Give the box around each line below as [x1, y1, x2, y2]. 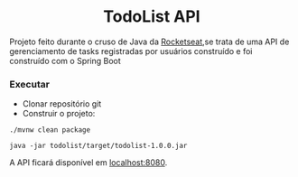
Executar [9, 78, 50, 90]
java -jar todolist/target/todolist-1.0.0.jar [9, 142, 188, 151]
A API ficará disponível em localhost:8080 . [9, 157, 168, 168]
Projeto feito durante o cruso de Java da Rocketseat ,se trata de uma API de [9, 36, 290, 47]
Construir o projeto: [22, 108, 96, 119]
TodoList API [103, 6, 200, 27]
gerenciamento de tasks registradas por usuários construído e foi [9, 45, 253, 56]
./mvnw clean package [9, 126, 91, 135]
